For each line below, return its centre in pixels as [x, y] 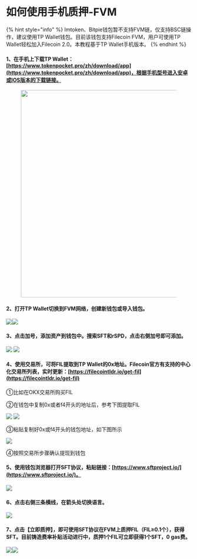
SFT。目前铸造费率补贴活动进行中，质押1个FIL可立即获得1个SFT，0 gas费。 [98, 537]
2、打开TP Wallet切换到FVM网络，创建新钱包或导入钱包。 [77, 308]
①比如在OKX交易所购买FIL [40, 392]
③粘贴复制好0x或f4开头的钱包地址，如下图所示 [64, 429]
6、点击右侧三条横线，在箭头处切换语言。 [57, 502]
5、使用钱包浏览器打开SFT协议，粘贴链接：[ [60, 467]
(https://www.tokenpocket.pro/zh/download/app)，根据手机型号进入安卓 [97, 72]
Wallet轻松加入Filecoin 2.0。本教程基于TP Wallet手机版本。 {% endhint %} [96, 44]
